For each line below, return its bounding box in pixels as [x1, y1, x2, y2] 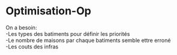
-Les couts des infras [5, 43, 58, 50]
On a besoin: [5, 24, 37, 31]
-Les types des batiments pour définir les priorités [5, 30, 130, 37]
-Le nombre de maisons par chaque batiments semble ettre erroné [5, 36, 171, 44]
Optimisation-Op [5, 4, 92, 18]
